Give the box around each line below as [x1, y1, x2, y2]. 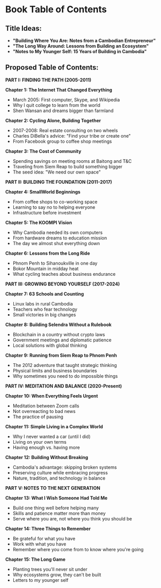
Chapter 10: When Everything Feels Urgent [5, 393, 98, 399]
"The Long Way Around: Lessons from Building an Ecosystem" [12, 43, 149, 49]
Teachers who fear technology [12, 306, 78, 312]
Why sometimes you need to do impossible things [12, 373, 118, 379]
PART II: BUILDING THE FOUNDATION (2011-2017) [5, 179, 112, 185]
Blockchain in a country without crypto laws [12, 331, 105, 337]
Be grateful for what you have [12, 535, 76, 541]
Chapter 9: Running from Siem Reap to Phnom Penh [5, 352, 118, 358]
